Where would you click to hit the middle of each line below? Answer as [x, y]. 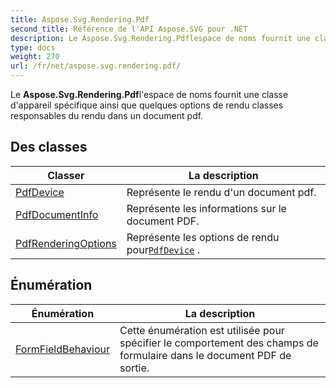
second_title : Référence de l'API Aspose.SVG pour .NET [129, 29]
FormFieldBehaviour [62, 349]
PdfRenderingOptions [66, 243]
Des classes [49, 147]
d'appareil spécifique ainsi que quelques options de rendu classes [147, 105]
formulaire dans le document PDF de [205, 355]
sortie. [134, 368]
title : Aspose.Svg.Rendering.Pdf [80, 19]
